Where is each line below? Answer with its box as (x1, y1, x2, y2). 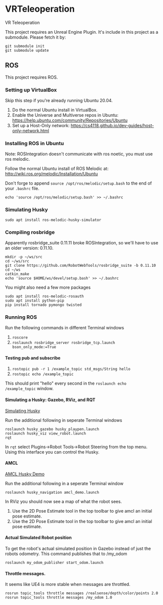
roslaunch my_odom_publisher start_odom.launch (5, 561, 104, 565)
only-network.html (12, 128, 50, 134)
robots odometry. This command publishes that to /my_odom (5, 551, 128, 557)
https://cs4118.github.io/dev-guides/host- (70, 123, 154, 129)
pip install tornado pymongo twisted (5, 302, 82, 307)
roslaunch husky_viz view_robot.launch (5, 431, 86, 436)
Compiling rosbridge (5, 229, 55, 236)
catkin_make (5, 271, 29, 277)
